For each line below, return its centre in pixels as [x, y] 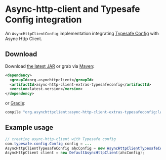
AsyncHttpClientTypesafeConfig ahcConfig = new [55, 148]
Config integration [43, 20]
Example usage [29, 128]
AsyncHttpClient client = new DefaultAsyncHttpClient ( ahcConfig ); [75, 153]
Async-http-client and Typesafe [73, 9]
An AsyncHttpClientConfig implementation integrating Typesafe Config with [82, 33]
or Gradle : [15, 103]
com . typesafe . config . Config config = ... [48, 144]
